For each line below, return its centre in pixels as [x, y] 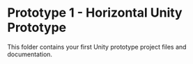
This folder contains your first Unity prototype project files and [97, 47]
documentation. [30, 54]
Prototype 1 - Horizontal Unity [95, 13]
